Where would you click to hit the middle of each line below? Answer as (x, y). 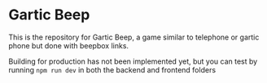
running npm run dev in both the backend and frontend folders (112, 69)
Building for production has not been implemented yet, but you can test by (133, 61)
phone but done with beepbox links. (68, 45)
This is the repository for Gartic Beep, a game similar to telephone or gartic (134, 37)
